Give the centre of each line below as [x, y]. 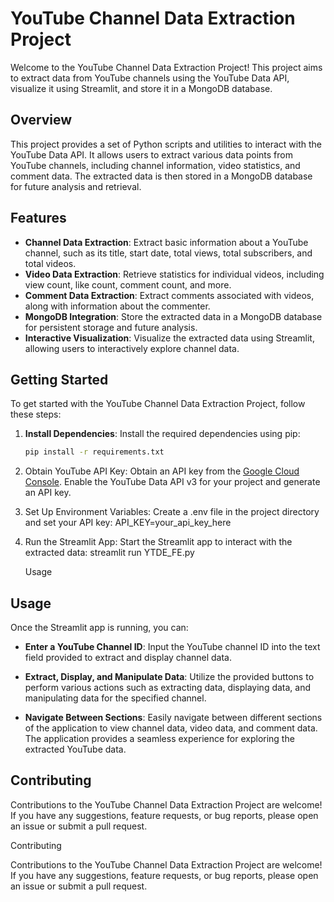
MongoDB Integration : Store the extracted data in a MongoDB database [173, 316]
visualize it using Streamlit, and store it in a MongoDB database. [141, 88]
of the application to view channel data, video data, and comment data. [171, 728]
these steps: [36, 414]
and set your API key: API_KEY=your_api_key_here [128, 523]
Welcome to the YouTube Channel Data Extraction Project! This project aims [166, 67]
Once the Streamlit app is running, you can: [99, 628]
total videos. [50, 263]
